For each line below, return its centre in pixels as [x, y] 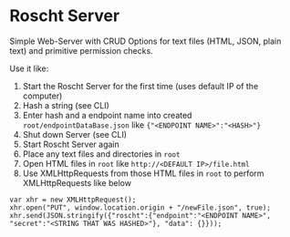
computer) [42, 96]
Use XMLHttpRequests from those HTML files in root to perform [143, 173]
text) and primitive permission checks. [81, 50]
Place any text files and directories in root [101, 154]
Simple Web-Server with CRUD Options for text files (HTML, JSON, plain [145, 41]
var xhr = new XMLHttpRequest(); [73, 200]
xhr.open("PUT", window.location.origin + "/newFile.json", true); [140, 207]
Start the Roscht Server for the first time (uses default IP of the [140, 86]
